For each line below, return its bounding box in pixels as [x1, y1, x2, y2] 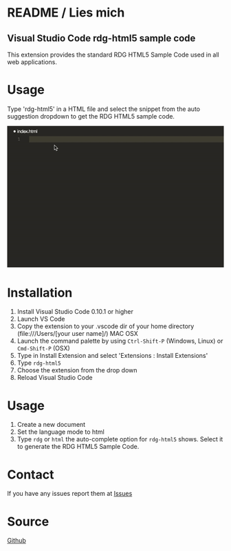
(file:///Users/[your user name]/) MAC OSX [16, 330, 139, 338]
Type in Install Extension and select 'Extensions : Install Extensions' [16, 352, 208, 360]
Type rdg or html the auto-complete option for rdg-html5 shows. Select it [16, 435, 223, 443]
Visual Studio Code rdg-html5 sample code [7, 32, 196, 44]
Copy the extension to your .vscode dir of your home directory [16, 322, 195, 330]
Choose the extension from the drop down [16, 366, 137, 374]
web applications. [7, 58, 57, 66]
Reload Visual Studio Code [16, 374, 93, 382]
